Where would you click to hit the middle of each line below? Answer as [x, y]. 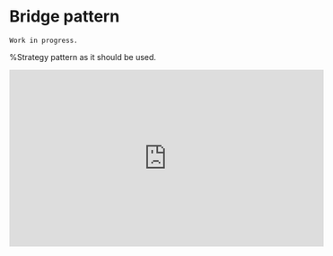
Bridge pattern [65, 17]
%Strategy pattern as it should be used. [83, 57]
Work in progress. [44, 40]
